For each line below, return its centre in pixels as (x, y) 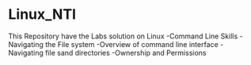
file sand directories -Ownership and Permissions (125, 52)
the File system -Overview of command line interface (132, 44)
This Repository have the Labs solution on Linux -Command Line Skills (123, 36)
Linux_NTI (42, 14)
